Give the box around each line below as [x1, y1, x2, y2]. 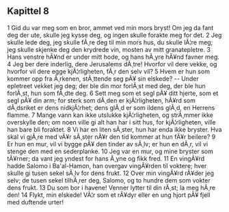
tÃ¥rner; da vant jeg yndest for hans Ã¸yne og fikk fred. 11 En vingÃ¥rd [7, 154, 205, 163]
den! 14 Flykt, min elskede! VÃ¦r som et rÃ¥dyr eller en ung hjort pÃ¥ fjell [7, 191, 211, 199]
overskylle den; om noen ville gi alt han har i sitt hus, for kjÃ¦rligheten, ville [7, 118, 216, 126]
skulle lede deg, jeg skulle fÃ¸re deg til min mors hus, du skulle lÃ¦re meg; [7, 38, 213, 47]
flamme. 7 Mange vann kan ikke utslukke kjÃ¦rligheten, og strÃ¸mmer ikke [7, 111, 213, 119]
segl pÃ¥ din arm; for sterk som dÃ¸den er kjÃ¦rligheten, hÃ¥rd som [7, 96, 196, 105]
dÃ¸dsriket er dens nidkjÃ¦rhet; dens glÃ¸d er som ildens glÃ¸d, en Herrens [7, 103, 215, 111]
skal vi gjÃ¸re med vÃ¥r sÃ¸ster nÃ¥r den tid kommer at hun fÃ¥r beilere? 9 [7, 133, 216, 141]
